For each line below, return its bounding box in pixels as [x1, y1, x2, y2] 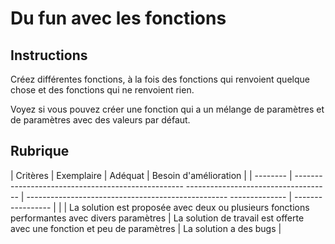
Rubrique [10, 143, 70, 160]
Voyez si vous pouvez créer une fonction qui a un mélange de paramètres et [10, 103, 325, 115]
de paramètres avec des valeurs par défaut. [10, 114, 191, 126]
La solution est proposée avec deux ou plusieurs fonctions [69, 201, 310, 213]
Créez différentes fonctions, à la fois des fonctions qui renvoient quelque [10, 73, 310, 85]
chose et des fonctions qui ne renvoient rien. [10, 84, 195, 96]
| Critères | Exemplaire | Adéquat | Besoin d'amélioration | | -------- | [10, 169, 293, 181]
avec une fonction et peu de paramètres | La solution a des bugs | [10, 222, 282, 234]
